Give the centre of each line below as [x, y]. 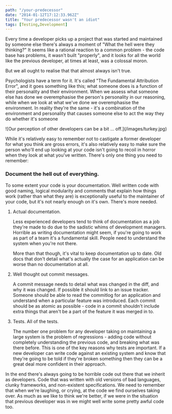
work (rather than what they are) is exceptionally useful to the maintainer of [85, 196]
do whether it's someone [32, 119]
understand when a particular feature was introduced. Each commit [84, 300]
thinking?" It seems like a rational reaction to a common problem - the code [85, 50]
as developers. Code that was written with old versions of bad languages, [83, 379]
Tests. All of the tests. [36, 321]
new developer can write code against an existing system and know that [89, 353]
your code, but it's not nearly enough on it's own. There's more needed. [81, 201]
